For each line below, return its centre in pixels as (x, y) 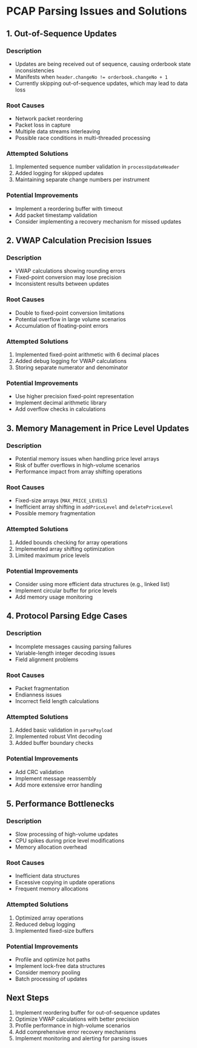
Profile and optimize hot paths (53, 960)
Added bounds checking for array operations (71, 542)
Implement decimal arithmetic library (61, 403)
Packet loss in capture (43, 125)
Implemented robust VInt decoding (58, 736)
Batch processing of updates (51, 979)
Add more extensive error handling (58, 785)
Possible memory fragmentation (55, 513)
